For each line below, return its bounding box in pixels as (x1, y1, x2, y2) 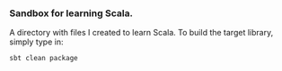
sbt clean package (9, 54, 78, 63)
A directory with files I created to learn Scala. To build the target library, (9, 28, 274, 38)
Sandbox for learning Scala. (9, 7, 133, 20)
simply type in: (9, 36, 64, 47)
